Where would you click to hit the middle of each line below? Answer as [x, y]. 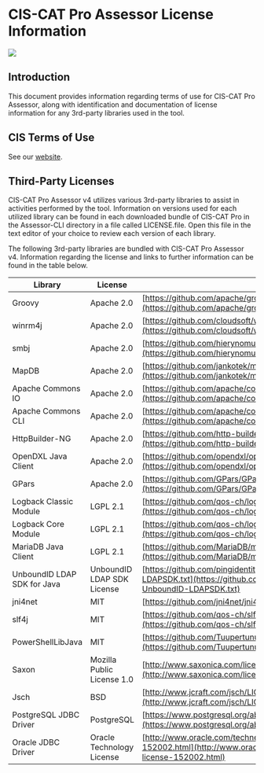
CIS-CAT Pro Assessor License [111, 15]
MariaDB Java [38, 547]
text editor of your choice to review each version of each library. [112, 234]
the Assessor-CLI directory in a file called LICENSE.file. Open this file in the [130, 225]
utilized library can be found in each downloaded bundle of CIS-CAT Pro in [129, 217]
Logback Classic [43, 502]
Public [102, 670]
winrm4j [27, 326]
